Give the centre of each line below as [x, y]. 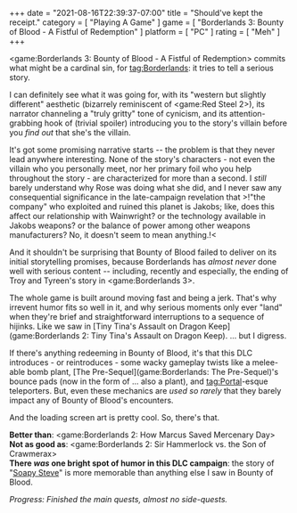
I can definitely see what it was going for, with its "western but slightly [138, 94]
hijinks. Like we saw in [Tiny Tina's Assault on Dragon [108, 326]
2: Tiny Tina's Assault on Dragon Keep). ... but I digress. [184, 336]
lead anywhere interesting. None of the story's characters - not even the [142, 159]
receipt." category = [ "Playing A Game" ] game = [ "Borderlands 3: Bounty [146, 22]
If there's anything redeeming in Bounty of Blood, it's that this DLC [131, 353]
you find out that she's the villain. [70, 132]
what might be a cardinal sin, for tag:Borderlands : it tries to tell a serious [141, 68]
